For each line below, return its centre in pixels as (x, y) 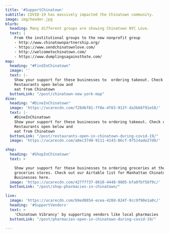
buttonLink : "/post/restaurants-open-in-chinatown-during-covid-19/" (84, 136)
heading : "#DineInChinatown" (40, 103)
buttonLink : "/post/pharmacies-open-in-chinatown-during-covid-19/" (83, 219)
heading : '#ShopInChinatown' (40, 154)
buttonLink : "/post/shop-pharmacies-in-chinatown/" (65, 187)
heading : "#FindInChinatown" (40, 66)
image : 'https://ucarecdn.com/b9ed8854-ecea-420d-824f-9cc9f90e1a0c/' (85, 201)
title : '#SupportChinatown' (35, 10)
